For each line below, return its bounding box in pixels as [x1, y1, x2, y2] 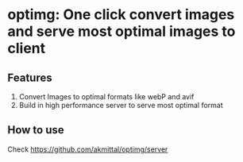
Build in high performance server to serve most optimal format [18, 101, 223, 110]
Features [7, 71, 52, 84]
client [7, 40, 46, 57]
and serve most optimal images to [7, 22, 236, 40]
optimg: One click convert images [7, 6, 235, 24]
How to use [7, 123, 64, 137]
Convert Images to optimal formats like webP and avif [18, 92, 195, 101]
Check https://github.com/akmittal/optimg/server [7, 145, 168, 154]
